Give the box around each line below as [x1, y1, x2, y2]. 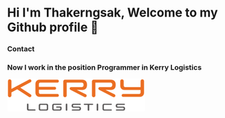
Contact [7, 44, 35, 54]
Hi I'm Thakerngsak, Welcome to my [7, 5, 218, 21]
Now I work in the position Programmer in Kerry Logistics [7, 63, 202, 72]
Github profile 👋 [7, 19, 98, 35]
